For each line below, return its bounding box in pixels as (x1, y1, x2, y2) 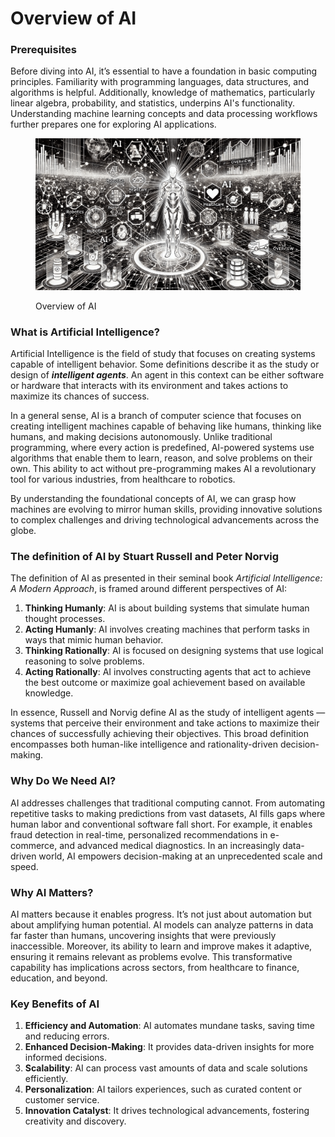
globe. (10, 525, 37, 536)
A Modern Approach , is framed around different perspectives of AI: (10, 583, 288, 595)
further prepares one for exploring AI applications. (10, 118, 217, 131)
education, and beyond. (10, 972, 108, 984)
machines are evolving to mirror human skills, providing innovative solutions (10, 503, 323, 515)
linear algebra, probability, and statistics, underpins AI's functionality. (10, 97, 296, 109)
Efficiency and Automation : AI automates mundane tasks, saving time (24, 1020, 315, 1032)
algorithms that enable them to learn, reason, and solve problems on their (10, 452, 313, 464)
